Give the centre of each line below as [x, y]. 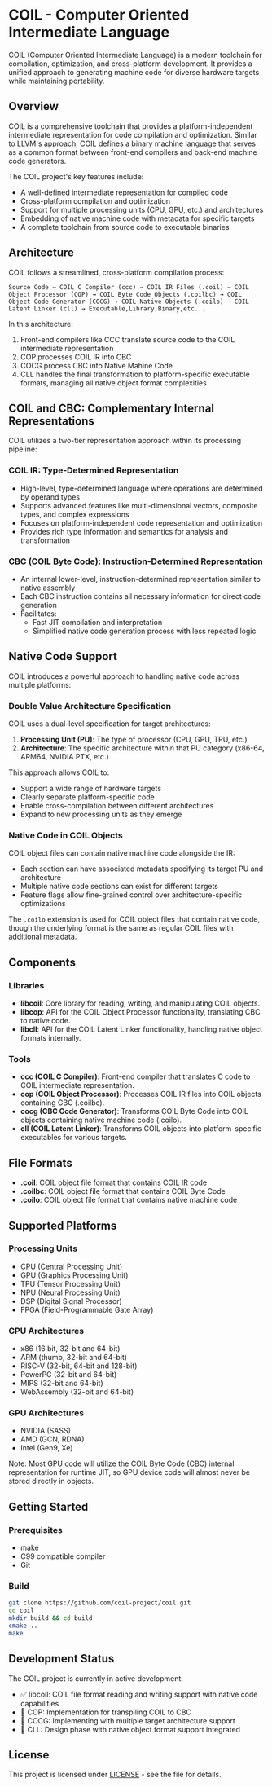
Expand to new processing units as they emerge [101, 814]
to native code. [45, 1021]
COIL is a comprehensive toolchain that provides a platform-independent [131, 126]
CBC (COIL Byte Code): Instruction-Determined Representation [136, 561]
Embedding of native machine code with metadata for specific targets [137, 218]
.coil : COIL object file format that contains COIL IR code [114, 1182]
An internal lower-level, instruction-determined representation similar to [140, 579]
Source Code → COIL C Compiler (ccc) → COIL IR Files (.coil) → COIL [129, 287]
